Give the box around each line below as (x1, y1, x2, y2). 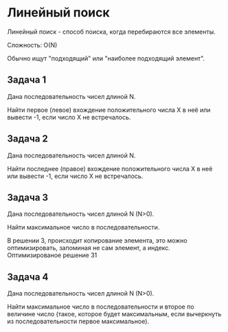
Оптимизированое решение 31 (7, 251, 98, 259)
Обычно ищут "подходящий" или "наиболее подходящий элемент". (7, 54, 205, 63)
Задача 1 (7, 74, 47, 86)
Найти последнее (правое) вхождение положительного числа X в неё (7, 164, 213, 173)
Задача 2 (7, 133, 48, 145)
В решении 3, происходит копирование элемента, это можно (7, 236, 187, 245)
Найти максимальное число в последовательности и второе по (7, 302, 194, 311)
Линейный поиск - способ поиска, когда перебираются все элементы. (7, 27, 216, 36)
